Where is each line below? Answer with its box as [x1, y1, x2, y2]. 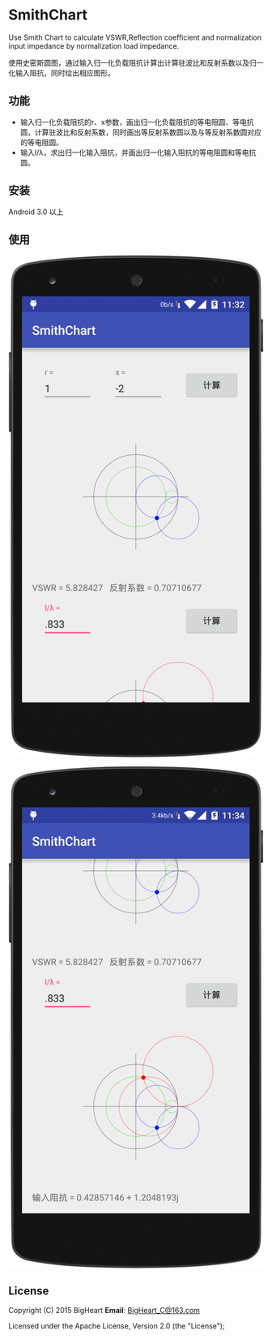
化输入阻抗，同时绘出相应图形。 [8, 67, 115, 78]
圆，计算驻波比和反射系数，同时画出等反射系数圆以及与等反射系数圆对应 [19, 127, 261, 137]
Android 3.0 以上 [8, 207, 64, 217]
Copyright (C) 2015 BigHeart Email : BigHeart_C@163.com [8, 1306, 201, 1315]
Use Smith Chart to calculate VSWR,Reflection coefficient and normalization [8, 32, 261, 42]
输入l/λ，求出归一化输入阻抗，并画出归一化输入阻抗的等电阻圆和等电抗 [19, 148, 257, 157]
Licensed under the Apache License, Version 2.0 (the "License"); [8, 1321, 225, 1331]
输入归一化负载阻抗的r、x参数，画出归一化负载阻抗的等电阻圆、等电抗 [19, 117, 254, 127]
